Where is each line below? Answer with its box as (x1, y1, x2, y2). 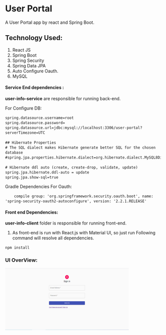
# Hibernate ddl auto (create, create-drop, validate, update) (5, 165, 138, 170)
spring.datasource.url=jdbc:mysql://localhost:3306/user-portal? (5, 125, 142, 130)
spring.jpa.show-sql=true (5, 174, 58, 180)
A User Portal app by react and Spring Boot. (5, 19, 95, 25)
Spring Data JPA (12, 62, 46, 68)
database (5, 150, 23, 155)
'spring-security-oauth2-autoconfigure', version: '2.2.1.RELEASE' (5, 199, 147, 204)
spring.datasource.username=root (5, 115, 74, 120)
